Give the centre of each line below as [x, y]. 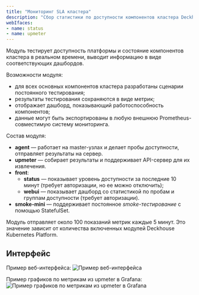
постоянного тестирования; [50, 93]
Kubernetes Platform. [32, 235]
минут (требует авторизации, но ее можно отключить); [94, 186]
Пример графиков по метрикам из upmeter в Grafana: [74, 279]
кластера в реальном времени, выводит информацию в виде [84, 57]
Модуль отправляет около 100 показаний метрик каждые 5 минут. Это [96, 222]
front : [22, 172]
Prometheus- [176, 118]
